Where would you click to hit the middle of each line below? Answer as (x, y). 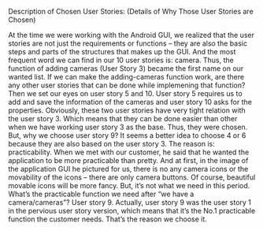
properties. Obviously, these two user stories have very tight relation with (127, 110)
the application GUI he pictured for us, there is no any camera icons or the (128, 169)
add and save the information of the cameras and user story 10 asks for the (130, 102)
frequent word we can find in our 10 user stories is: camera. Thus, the (121, 60)
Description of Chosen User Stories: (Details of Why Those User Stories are (131, 11)
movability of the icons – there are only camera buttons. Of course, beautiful (132, 177)
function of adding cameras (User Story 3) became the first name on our (126, 69)
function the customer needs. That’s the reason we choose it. (107, 219)
